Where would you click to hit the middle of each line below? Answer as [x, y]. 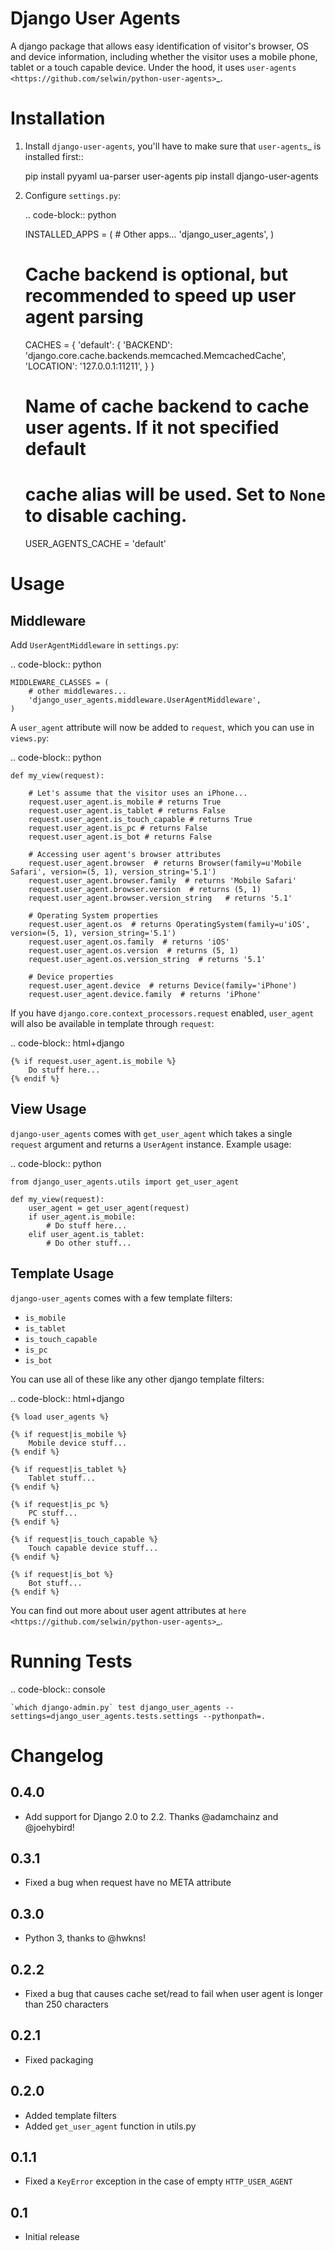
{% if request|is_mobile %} [69, 1434]
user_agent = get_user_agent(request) [109, 1208]
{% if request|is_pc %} [60, 1504]
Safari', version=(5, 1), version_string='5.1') [113, 872]
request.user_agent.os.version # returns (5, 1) [134, 950]
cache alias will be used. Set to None [175, 494]
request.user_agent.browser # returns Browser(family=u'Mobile [165, 863]
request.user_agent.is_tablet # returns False [127, 810]
